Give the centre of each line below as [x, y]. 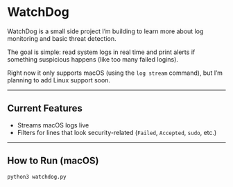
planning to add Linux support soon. [59, 80]
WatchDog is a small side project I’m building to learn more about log [105, 31]
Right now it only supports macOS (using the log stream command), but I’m [115, 73]
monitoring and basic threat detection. [62, 38]
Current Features [45, 108]
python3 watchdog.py [37, 177]
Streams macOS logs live [53, 125]
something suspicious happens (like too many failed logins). [93, 59]
